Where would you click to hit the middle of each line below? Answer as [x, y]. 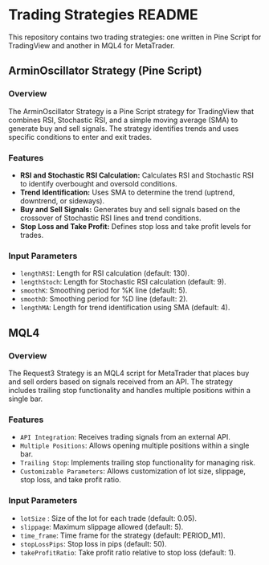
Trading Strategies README [103, 15]
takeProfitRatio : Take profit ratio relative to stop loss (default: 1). [128, 552]
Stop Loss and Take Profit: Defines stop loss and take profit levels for [135, 226]
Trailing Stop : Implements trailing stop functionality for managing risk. [137, 463]
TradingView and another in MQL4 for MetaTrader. [92, 45]
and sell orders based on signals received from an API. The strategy [120, 381]
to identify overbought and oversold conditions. [99, 183]
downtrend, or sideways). [62, 201]
